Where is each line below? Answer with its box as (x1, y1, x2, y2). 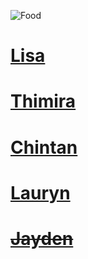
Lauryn (10, 181, 71, 204)
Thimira (10, 90, 77, 113)
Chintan (10, 136, 78, 159)
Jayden (10, 227, 74, 250)
